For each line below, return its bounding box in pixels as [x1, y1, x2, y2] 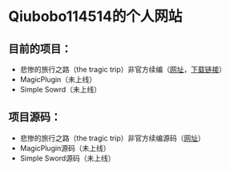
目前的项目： [8, 42, 72, 55]
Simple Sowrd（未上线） [19, 85, 102, 94]
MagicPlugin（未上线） [19, 75, 97, 84]
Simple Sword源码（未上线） [19, 153, 115, 163]
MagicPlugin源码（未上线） [19, 143, 111, 153]
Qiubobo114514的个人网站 [8, 7, 183, 26]
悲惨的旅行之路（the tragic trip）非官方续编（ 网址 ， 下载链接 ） [19, 65, 227, 74]
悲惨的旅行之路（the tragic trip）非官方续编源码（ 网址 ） [19, 133, 206, 143]
